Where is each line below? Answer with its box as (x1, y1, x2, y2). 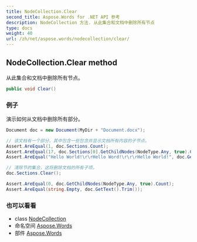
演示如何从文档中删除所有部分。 (6, 115, 83, 122)
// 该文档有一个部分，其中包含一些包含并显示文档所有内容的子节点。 (6, 138, 150, 144)
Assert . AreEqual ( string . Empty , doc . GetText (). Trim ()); (6, 186, 143, 192)
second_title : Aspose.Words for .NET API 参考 (6, 14, 120, 20)
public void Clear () (6, 86, 57, 92)
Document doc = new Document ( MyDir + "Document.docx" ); (6, 127, 145, 133)
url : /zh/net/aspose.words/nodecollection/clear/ (6, 36, 130, 42)
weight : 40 (6, 31, 33, 37)
